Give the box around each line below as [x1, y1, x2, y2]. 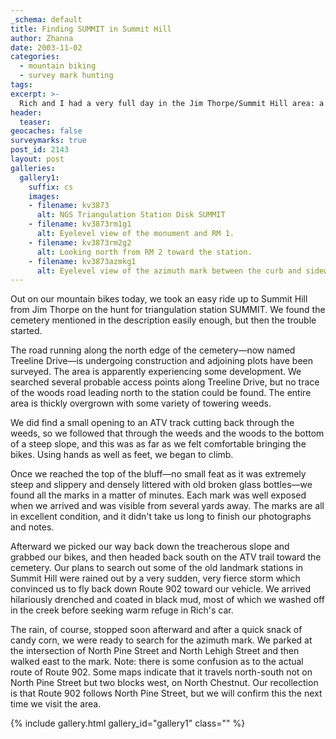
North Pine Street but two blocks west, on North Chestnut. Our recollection [10, 677, 319, 689]
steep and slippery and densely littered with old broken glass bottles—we [10, 479, 313, 491]
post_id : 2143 [10, 145, 70, 155]
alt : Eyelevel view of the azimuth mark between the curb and [36, 266, 302, 276]
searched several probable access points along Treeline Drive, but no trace [10, 376, 320, 388]
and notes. [10, 521, 55, 533]
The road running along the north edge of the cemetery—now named [10, 344, 296, 356]
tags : [10, 80, 33, 90]
